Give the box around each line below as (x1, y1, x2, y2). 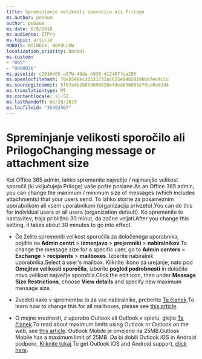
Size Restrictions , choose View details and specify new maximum (15, 278, 182, 285)
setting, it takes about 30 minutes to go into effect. (6, 222, 132, 229)
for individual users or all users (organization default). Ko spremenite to (6, 208, 183, 216)
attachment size (6, 156, 90, 170)
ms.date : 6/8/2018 (6, 25, 53, 32)
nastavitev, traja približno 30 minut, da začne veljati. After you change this (6, 215, 189, 222)
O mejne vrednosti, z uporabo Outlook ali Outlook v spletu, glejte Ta (15, 314, 184, 321)
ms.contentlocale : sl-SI (6, 93, 69, 99)
